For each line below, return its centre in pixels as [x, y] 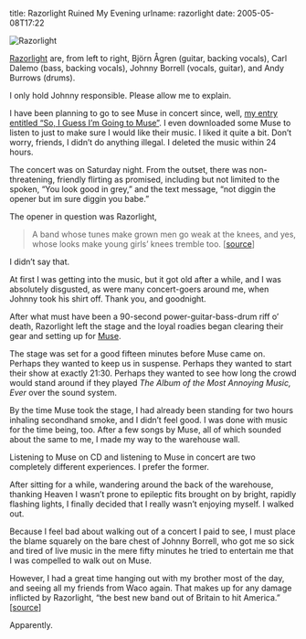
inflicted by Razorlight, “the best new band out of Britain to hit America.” [145, 597]
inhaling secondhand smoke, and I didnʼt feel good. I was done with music [148, 420]
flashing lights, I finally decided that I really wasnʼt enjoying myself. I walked [152, 504]
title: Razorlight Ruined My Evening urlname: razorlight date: [122, 13]
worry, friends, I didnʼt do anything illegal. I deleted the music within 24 [143, 142]
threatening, [32, 179]
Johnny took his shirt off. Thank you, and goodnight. [108, 299]
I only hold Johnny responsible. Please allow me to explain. [121, 96]
